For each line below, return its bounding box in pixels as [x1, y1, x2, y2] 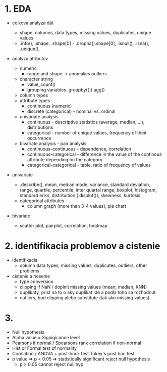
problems [19, 267, 40, 273]
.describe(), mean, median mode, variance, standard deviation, [19, 181, 151, 188]
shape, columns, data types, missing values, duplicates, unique [19, 29, 152, 35]
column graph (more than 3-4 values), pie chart [27, 203, 127, 209]
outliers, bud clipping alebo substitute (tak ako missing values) [19, 294, 150, 301]
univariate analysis [19, 113, 59, 119]
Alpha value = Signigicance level [12, 334, 80, 340]
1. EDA [5, 3, 32, 15]
